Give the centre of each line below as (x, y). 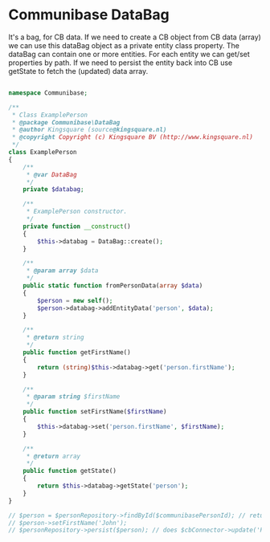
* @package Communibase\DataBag (66, 122)
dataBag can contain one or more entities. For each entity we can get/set (129, 54)
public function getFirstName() (77, 353)
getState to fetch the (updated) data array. (78, 71)
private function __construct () (77, 226)
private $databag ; (53, 189)
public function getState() (70, 471)
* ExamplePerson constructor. (77, 212)
